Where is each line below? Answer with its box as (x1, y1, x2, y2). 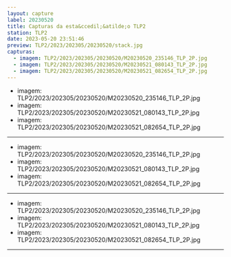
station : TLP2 (7, 29, 48, 36)
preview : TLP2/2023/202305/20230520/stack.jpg (7, 42, 143, 49)
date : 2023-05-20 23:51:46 (7, 36, 85, 43)
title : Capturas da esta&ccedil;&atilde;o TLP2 (7, 23, 146, 30)
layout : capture (7, 10, 54, 17)
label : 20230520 (7, 16, 54, 23)
